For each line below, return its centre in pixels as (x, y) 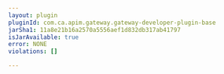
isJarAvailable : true (44, 37)
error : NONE (28, 44)
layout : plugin (33, 15)
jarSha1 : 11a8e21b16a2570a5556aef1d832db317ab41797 (94, 30)
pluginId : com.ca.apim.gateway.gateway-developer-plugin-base (112, 23)
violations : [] (33, 51)
